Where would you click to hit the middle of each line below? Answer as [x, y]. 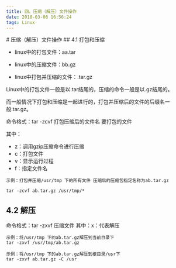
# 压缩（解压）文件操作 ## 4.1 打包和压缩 [56, 40]
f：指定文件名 [31, 169]
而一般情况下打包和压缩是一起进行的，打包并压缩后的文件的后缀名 [85, 102]
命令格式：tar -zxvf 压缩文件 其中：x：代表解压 [63, 225]
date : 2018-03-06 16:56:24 [39, 17]
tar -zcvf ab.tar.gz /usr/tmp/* [45, 191]
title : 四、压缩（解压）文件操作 [42, 11]
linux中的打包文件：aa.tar [45, 52]
